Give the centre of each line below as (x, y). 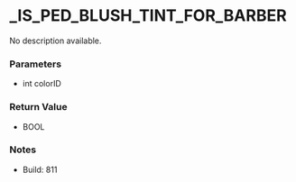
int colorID (42, 84)
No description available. (55, 41)
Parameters (35, 64)
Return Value (38, 107)
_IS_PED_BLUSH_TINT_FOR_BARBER (148, 16)
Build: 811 (40, 169)
